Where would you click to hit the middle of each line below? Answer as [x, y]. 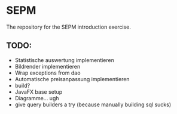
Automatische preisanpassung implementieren [72, 79]
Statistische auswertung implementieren [65, 60]
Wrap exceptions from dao [48, 73]
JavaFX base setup [39, 92]
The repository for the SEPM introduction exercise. [69, 27]
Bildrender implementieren [48, 66]
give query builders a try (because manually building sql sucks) [93, 104]
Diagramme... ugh [37, 98]
